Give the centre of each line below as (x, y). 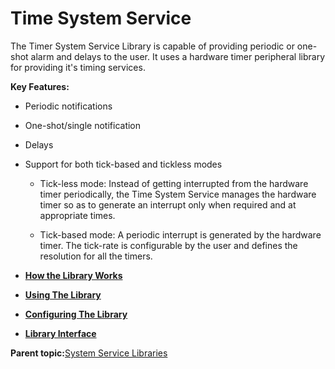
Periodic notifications (68, 106)
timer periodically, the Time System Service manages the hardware (178, 194)
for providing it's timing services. (78, 67)
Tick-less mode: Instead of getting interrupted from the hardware (174, 183)
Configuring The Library (76, 314)
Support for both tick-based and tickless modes (123, 164)
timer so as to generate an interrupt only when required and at (168, 204)
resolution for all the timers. (96, 256)
